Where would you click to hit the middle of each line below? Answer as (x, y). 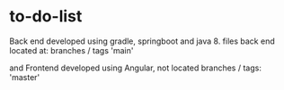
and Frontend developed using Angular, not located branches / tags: (136, 68)
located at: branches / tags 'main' (71, 50)
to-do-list (46, 16)
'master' (25, 77)
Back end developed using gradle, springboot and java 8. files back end (142, 41)
